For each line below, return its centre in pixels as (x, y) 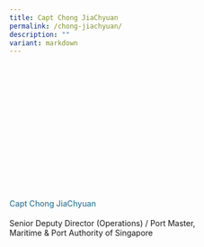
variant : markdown (44, 43)
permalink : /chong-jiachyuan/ (66, 26)
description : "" (40, 34)
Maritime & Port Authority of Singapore (81, 233)
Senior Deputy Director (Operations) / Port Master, (102, 224)
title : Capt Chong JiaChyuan (64, 18)
